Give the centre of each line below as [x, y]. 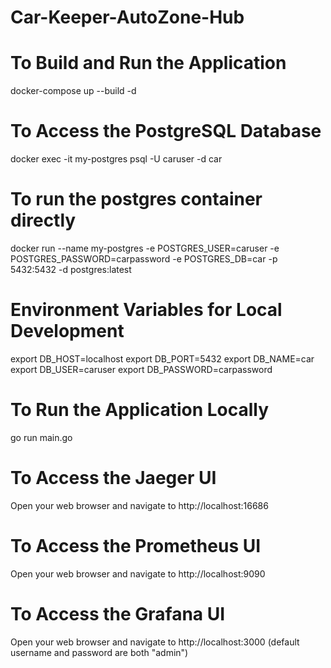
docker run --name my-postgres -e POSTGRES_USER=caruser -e [145, 248]
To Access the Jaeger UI [113, 478]
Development [67, 331]
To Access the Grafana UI [118, 613]
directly [43, 220]
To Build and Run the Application [148, 63]
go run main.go [41, 437]
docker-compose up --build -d [73, 91]
